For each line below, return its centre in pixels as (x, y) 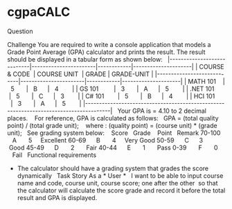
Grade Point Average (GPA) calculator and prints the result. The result (106, 52)
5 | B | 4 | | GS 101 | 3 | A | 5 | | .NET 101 (112, 89)
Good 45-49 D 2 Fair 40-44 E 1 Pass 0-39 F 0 (113, 147)
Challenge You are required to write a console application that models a (109, 44)
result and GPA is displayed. (57, 197)
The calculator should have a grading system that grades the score (113, 168)
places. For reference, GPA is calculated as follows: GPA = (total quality (113, 118)
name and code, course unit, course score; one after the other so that (117, 183)
